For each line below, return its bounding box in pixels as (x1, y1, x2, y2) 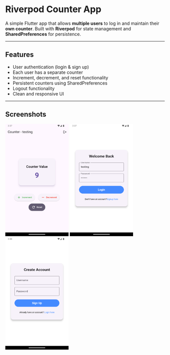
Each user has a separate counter (12, 69, 83, 75)
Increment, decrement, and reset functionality (12, 74, 109, 80)
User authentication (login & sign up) (12, 64, 90, 70)
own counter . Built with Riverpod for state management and (5, 25, 132, 31)
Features (5, 51, 34, 59)
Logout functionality (12, 85, 55, 92)
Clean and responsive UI (12, 91, 64, 97)
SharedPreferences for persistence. (5, 31, 81, 37)
